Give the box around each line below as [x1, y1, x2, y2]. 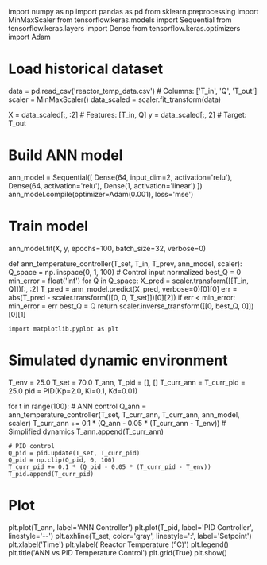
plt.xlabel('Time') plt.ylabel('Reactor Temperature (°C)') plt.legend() [8, 540, 229, 549]
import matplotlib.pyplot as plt [8, 325, 119, 333]
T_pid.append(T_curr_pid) [8, 470, 94, 478]
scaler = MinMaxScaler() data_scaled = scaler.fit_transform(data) [8, 95, 221, 104]
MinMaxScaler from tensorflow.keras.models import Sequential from [8, 15, 232, 25]
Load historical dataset [8, 60, 164, 78]
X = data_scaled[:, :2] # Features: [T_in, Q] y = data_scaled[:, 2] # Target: [8, 110, 247, 119]
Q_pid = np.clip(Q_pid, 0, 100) [8, 456, 115, 464]
